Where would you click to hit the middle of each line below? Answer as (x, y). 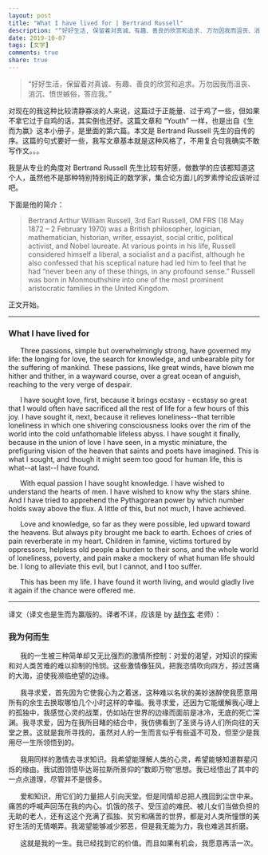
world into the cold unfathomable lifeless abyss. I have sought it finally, (124, 434)
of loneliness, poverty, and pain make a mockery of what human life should (132, 558)
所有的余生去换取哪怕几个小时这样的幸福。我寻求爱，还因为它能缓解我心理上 (134, 703)
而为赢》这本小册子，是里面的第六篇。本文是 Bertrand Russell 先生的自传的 (132, 130)
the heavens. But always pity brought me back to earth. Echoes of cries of (130, 533)
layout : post (30, 16)
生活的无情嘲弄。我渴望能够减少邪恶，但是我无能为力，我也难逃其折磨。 (134, 826)
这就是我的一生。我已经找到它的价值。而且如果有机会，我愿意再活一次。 (138, 843)
